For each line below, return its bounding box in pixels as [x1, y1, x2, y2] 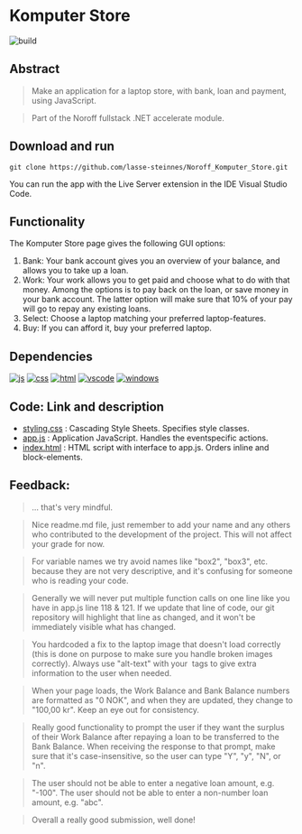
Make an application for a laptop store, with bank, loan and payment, [31, 85, 287, 96]
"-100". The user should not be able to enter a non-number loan [31, 787, 269, 798]
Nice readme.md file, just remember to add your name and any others [31, 519, 291, 530]
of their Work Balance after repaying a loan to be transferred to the [31, 731, 279, 742]
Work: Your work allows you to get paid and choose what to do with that [22, 274, 290, 285]
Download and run [9, 139, 115, 154]
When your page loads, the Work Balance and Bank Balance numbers [31, 685, 290, 696]
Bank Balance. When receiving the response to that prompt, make [31, 741, 276, 752]
